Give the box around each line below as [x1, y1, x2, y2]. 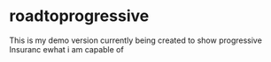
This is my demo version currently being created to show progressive [9, 35, 263, 45]
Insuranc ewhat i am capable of [9, 44, 124, 54]
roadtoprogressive [9, 6, 150, 26]
